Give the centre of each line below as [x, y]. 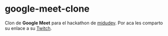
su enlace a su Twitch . [28, 28]
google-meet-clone [47, 9]
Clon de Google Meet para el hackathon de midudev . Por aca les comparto [84, 23]
